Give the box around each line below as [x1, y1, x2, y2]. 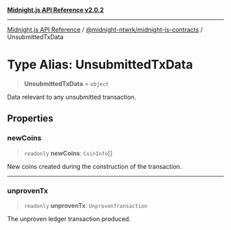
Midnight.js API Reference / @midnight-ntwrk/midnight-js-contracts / [7, 25, 203, 34]
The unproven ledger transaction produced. [7, 214, 131, 222]
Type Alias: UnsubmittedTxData [7, 57, 194, 73]
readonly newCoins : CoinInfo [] [23, 149, 113, 157]
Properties [7, 113, 54, 124]
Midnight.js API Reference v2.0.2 [7, 6, 104, 14]
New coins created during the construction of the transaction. [7, 162, 182, 170]
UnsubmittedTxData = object [23, 79, 109, 88]
